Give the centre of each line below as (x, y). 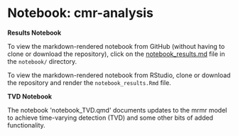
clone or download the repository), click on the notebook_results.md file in (116, 54)
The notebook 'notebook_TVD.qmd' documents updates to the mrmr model (117, 110)
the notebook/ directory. (42, 61)
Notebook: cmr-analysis (81, 13)
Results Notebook (34, 33)
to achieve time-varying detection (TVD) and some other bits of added (110, 118)
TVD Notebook (29, 96)
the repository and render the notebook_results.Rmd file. (90, 82)
